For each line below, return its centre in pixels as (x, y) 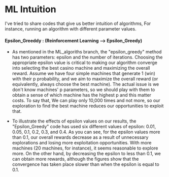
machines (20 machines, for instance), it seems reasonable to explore (85, 148)
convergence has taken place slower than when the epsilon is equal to (86, 164)
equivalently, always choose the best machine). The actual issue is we (86, 84)
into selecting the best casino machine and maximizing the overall (81, 68)
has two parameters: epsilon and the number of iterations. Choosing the (87, 57)
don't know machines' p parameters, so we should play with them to (83, 90)
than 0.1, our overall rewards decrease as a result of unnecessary (80, 137)
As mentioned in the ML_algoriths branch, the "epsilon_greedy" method (87, 52)
